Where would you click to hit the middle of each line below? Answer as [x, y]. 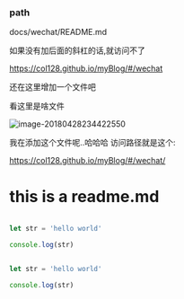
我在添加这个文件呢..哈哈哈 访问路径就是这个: [93, 143]
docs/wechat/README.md [58, 32]
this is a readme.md [84, 197]
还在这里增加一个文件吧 [53, 87]
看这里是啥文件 [37, 106]
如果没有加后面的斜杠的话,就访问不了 [78, 50]
